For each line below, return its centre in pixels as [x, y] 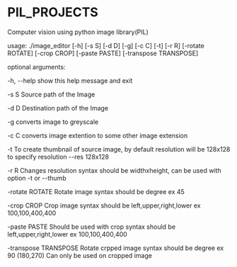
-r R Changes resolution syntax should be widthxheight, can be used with [114, 170]
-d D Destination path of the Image [58, 108]
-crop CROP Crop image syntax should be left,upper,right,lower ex [104, 205]
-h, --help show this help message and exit [70, 80]
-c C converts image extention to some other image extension [98, 135]
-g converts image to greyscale [53, 122]
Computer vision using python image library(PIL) [78, 32]
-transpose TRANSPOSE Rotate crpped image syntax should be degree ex [116, 248]
